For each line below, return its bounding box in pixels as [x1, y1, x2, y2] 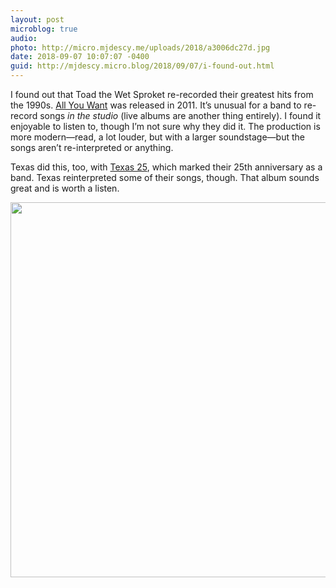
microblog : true [10, 24, 78, 34]
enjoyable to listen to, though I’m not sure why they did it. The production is [10, 121, 321, 132]
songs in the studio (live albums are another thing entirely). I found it [39, 110, 322, 121]
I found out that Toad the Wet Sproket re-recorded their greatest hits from [10, 89, 314, 100]
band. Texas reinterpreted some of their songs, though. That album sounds [10, 172, 320, 183]
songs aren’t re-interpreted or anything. [10, 142, 174, 153]
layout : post [10, 14, 65, 25]
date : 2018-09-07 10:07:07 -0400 [10, 52, 150, 62]
